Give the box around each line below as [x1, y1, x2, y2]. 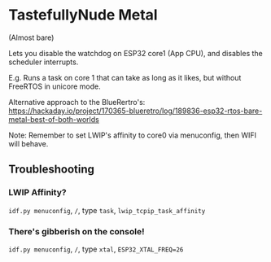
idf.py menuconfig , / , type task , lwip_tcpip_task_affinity [8, 205, 206, 215]
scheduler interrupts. [8, 57, 79, 67]
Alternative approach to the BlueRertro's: [8, 97, 146, 107]
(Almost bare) [8, 33, 55, 42]
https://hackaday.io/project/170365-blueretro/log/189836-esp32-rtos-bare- [8, 106, 263, 116]
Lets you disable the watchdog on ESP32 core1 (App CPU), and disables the [8, 48, 263, 58]
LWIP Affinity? [8, 187, 67, 199]
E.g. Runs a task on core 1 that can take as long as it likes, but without [8, 72, 242, 82]
